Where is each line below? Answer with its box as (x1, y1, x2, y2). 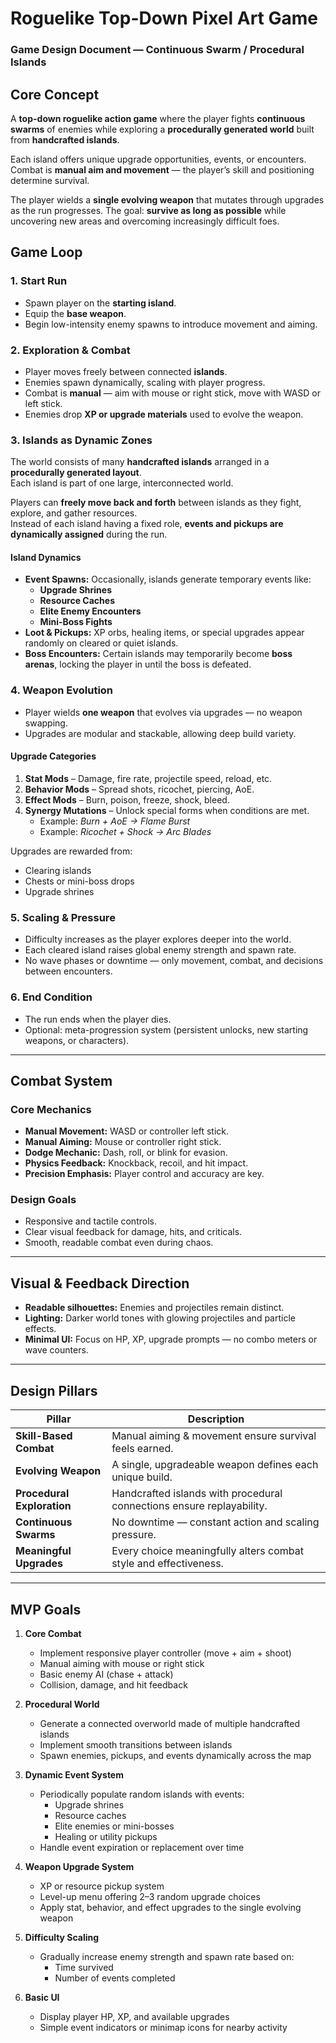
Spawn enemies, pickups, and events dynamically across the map (39, 1749, 312, 1761)
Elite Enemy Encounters (39, 605, 142, 617)
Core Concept (10, 86, 100, 103)
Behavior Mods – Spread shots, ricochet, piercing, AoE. (24, 783, 255, 795)
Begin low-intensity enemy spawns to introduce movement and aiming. (24, 318, 318, 330)
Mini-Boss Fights (39, 616, 113, 628)
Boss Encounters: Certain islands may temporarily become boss (24, 648, 293, 660)
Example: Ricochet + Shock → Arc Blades (39, 825, 212, 837)
